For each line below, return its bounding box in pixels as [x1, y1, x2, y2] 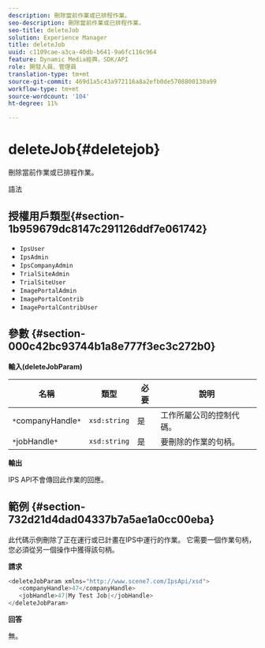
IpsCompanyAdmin [19, 261, 73, 269]
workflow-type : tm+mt [8, 84, 80, 93]
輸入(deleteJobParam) [8, 361, 83, 371]
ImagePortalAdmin [19, 287, 77, 294]
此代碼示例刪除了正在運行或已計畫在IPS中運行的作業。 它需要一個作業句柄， [8, 534, 256, 545]
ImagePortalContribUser [19, 303, 99, 312]
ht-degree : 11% [8, 99, 58, 107]
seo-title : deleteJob [8, 26, 80, 34]
